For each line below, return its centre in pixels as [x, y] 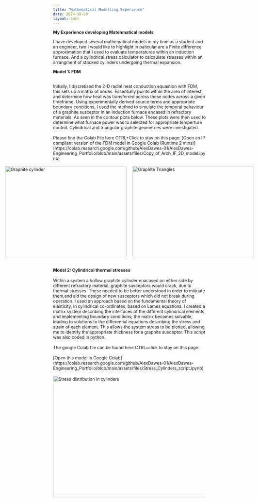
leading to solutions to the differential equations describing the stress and [127, 322]
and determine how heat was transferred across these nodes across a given [129, 97]
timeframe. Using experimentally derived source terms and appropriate [124, 102]
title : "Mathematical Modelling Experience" [99, 9]
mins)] [189, 143]
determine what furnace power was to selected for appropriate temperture [128, 122]
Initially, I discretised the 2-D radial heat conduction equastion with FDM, [126, 86]
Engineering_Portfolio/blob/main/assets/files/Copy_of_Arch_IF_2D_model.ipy [129, 153]
